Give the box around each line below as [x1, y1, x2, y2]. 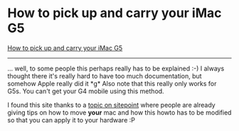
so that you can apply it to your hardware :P [7, 115, 135, 124]
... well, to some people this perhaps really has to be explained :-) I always [7, 64, 225, 73]
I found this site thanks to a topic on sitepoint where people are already [7, 100, 216, 109]
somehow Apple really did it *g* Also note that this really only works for [7, 79, 217, 88]
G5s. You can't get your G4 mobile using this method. [7, 87, 165, 95]
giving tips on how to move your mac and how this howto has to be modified [7, 108, 232, 117]
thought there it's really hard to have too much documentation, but [7, 71, 202, 80]
